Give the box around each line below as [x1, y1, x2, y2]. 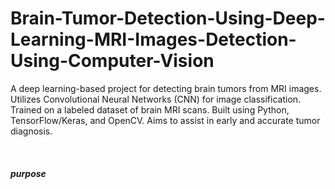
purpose [10, 167, 47, 179]
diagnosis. [10, 125, 53, 137]
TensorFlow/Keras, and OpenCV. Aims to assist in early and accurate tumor [10, 114, 321, 126]
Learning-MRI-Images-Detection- [10, 28, 297, 51]
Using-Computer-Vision [10, 50, 215, 72]
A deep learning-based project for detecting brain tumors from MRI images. [10, 82, 322, 94]
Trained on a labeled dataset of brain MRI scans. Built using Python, [10, 103, 290, 116]
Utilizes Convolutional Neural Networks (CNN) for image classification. [10, 93, 302, 105]
